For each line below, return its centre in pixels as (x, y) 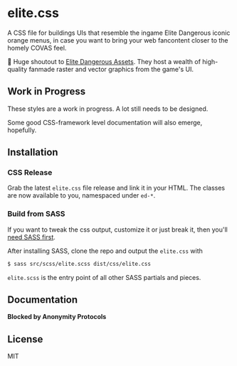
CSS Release (30, 173)
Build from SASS (36, 214)
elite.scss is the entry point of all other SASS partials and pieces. (104, 277)
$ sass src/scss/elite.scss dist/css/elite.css (79, 264)
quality (17, 69)
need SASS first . (31, 237)
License (25, 339)
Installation (33, 152)
